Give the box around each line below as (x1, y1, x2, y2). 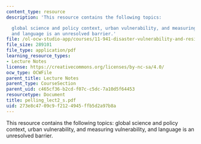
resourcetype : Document (6, 92, 66, 98)
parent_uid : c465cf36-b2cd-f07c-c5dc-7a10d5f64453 (6, 86, 135, 93)
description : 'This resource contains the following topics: (6, 14, 162, 20)
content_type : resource (6, 8, 66, 15)
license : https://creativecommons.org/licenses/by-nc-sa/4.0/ (6, 64, 165, 70)
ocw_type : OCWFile (6, 69, 52, 75)
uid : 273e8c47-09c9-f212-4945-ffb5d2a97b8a (6, 103, 117, 109)
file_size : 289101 (6, 42, 52, 48)
